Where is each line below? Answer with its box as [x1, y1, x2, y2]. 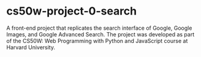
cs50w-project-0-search [6, 4, 137, 18]
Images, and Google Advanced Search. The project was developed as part [6, 30, 195, 38]
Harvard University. [6, 44, 55, 51]
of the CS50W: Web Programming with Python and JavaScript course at [6, 37, 188, 44]
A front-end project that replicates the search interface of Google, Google [6, 24, 192, 32]
